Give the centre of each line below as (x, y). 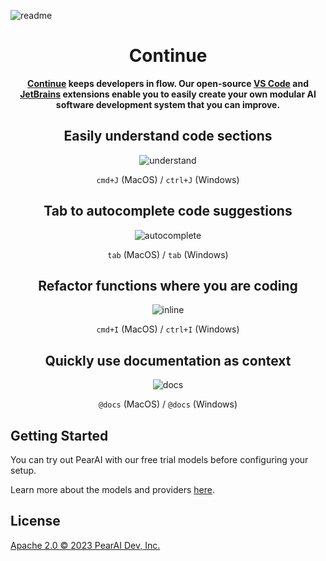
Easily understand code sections (168, 136)
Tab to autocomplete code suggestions (168, 211)
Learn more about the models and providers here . (112, 489)
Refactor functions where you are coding (168, 285)
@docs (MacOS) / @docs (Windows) (168, 404)
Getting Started (59, 435)
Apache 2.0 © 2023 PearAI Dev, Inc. (85, 545)
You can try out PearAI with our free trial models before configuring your (159, 459)
